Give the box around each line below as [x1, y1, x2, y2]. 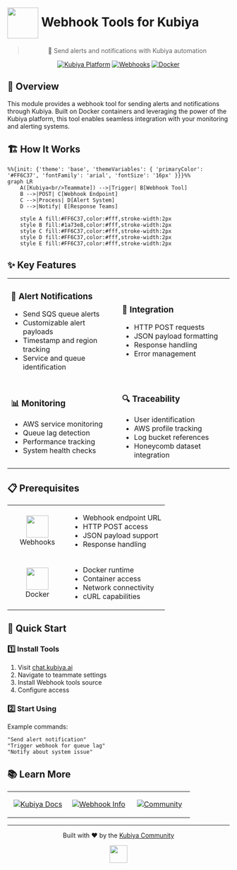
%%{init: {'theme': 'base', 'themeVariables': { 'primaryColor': [7, 166, 203, 173]
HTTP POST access [83, 522, 148, 532]
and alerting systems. [7, 122, 71, 130]
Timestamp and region [23, 336, 97, 346]
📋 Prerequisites [7, 482, 80, 494]
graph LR [7, 178, 33, 185]
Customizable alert [23, 318, 86, 328]
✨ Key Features [7, 259, 76, 271]
